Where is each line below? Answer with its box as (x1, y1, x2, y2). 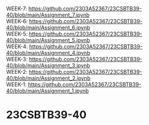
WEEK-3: (6, 56, 28, 62)
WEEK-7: (6, 5, 28, 12)
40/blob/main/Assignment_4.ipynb (6, 49, 90, 56)
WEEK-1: (6, 81, 27, 88)
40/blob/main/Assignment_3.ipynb (6, 62, 90, 69)
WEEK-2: (6, 68, 28, 75)
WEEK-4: (6, 43, 28, 50)
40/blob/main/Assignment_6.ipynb (6, 24, 90, 31)
